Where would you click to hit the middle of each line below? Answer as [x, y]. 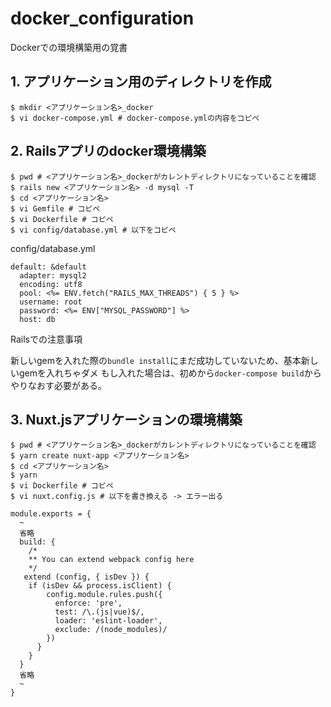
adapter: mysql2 [53, 275]
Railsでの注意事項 [46, 339]
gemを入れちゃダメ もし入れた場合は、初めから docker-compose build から [170, 373]
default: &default [48, 267]
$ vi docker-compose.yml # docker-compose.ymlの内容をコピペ [135, 118]
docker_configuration [102, 18]
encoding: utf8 [51, 284]
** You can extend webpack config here [111, 560]
